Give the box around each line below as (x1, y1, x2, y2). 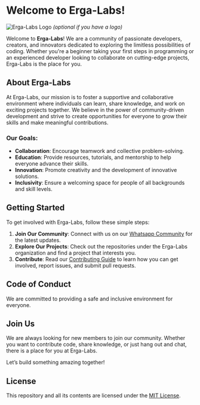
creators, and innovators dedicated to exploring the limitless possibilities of (6, 41, 191, 48)
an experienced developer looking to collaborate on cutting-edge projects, (6, 54, 190, 61)
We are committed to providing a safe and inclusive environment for (6, 295, 173, 302)
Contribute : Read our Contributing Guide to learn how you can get (14, 255, 179, 263)
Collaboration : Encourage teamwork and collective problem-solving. (14, 148, 184, 155)
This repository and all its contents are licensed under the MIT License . (6, 392, 181, 399)
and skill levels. (14, 186, 53, 193)
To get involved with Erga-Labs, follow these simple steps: (6, 219, 150, 226)
